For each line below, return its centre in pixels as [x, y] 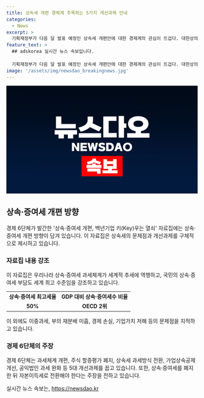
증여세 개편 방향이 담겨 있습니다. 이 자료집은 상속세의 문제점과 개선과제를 [92, 235]
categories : [21, 19]
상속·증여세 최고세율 [32, 296]
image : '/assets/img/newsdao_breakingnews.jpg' [68, 71]
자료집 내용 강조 [28, 260]
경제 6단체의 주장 [30, 346]
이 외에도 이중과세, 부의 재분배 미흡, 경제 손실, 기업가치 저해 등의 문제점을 [93, 321]
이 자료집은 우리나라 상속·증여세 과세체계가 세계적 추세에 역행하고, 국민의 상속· [99, 275]
